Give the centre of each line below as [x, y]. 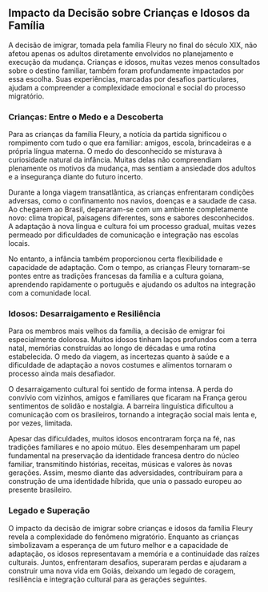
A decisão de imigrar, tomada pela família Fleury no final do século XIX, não [133, 45]
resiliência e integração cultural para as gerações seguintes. [108, 579]
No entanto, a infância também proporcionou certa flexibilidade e [116, 259]
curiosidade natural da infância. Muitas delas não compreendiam [115, 160]
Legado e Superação [49, 510]
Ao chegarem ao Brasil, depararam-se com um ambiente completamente [128, 209]
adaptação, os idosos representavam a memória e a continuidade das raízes [134, 554]
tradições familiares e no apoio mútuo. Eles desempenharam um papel [124, 447]
